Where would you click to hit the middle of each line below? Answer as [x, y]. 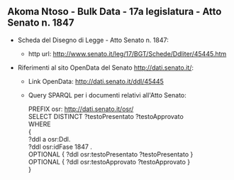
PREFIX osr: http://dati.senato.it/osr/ [81, 109]
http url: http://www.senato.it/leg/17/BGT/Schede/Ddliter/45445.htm [127, 53]
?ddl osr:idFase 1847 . [60, 147]
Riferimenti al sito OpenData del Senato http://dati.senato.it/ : [105, 68]
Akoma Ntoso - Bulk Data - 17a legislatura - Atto [115, 12]
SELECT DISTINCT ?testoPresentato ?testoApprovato [106, 116]
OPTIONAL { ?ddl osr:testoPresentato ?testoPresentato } [111, 154]
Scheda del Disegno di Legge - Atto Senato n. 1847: [93, 40]
